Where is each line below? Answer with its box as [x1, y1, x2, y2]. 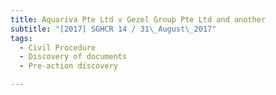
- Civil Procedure [19, 42, 97, 53]
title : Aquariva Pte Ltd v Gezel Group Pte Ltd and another [10, 14, 267, 25]
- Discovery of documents [19, 52, 128, 62]
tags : [10, 33, 33, 43]
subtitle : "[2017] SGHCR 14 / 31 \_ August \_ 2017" [10, 24, 217, 34]
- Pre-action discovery [19, 61, 118, 71]
